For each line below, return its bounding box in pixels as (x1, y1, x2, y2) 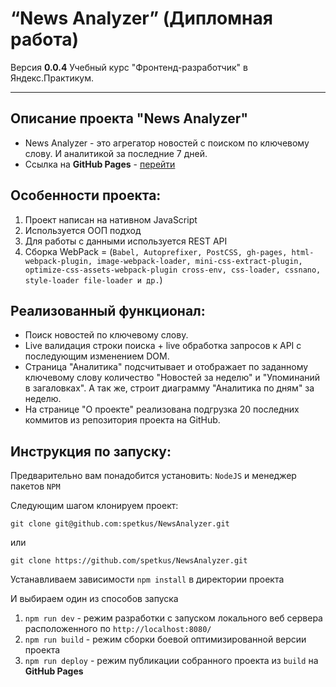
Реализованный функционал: (10, 302, 206, 319)
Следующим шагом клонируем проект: (10, 500, 179, 512)
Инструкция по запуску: (10, 443, 172, 460)
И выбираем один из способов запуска (10, 593, 179, 605)
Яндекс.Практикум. (10, 72, 94, 84)
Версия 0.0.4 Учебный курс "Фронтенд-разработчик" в (10, 61, 248, 73)
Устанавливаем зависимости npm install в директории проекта (10, 573, 285, 586)
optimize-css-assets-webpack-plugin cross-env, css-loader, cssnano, (24, 265, 322, 275)
